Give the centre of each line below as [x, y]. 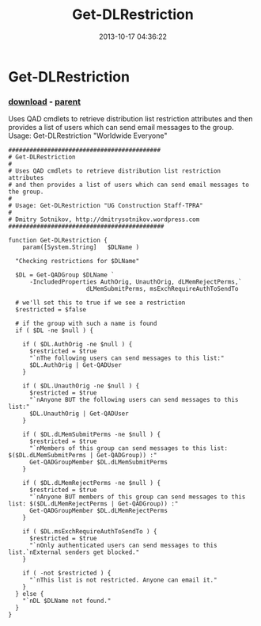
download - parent [45, 101]
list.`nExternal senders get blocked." [74, 552]
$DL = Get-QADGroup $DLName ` [65, 275]
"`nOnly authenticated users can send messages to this [123, 546]
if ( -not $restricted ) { [67, 573]
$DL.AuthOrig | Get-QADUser [76, 365]
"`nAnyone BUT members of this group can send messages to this [137, 497]
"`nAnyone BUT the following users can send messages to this [134, 400]
